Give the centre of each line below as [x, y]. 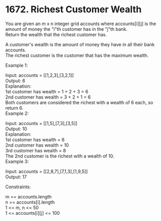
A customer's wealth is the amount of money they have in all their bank [80, 44]
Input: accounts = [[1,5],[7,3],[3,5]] [41, 123]
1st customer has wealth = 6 [35, 139]
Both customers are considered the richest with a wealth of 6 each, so [79, 102]
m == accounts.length [29, 196]
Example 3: [17, 161]
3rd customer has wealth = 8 [36, 150]
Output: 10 [16, 129]
